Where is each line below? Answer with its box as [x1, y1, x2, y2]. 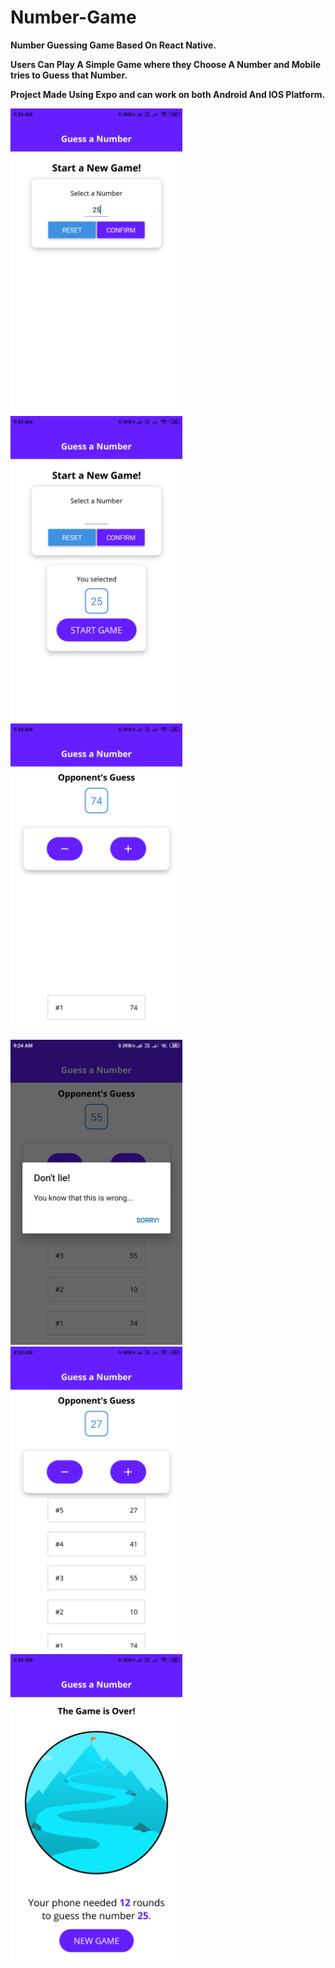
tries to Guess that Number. [10, 69, 128, 81]
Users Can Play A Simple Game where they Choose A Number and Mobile [10, 58, 322, 70]
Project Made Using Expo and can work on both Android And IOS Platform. [10, 88, 326, 100]
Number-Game [10, 6, 137, 29]
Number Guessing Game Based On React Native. [10, 39, 217, 51]
